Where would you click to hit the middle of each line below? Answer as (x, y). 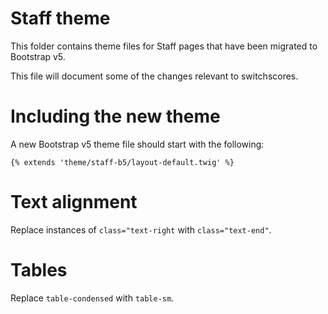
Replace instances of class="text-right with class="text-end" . (141, 229)
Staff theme (60, 18)
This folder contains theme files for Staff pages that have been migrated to (164, 46)
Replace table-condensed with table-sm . (92, 298)
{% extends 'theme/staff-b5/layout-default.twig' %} (122, 162)
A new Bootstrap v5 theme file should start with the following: (137, 144)
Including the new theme (115, 116)
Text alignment (74, 202)
